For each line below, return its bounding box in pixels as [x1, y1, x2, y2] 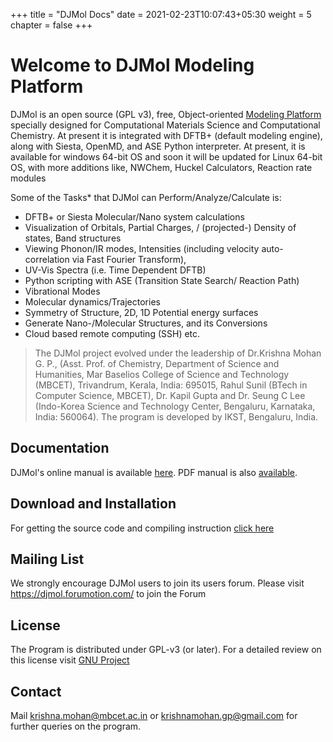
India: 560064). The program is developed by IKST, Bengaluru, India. [34, 410, 319, 423]
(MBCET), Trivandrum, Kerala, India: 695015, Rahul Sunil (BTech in [34, 379, 308, 391]
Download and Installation [10, 495, 177, 513]
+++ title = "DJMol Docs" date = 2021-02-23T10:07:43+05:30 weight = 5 [10, 9, 312, 20]
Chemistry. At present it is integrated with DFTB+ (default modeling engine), [10, 129, 323, 141]
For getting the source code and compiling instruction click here [10, 522, 275, 534]
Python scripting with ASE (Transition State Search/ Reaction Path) [24, 274, 300, 286]
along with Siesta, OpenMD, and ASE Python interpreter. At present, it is [10, 140, 306, 152]
